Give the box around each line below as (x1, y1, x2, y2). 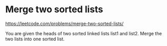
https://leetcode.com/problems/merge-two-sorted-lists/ (5, 20, 124, 27)
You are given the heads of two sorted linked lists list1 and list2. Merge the (5, 30, 162, 36)
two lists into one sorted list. (5, 36, 65, 42)
